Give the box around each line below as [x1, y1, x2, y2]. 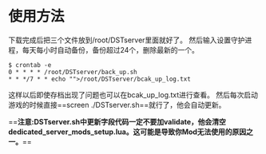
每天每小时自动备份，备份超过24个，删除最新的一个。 [22, 45, 200, 54]
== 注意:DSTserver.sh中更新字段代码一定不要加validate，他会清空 [8, 116, 226, 126]
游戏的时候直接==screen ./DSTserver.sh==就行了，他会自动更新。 [8, 100, 226, 109]
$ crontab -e [8, 61, 52, 69]
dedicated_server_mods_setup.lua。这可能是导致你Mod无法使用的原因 [8, 127, 247, 136]
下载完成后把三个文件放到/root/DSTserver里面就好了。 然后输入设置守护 [8, 35, 245, 45]
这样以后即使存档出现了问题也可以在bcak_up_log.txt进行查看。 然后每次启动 [8, 89, 258, 100]
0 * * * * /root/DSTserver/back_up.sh [8, 68, 137, 76]
